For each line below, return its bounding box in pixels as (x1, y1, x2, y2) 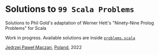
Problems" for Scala (5, 25, 46, 31)
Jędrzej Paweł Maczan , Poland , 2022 (5, 44, 82, 50)
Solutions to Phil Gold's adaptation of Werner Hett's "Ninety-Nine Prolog (5, 20, 154, 26)
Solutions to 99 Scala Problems (5, 3, 134, 15)
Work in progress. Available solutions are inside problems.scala (5, 35, 135, 41)
